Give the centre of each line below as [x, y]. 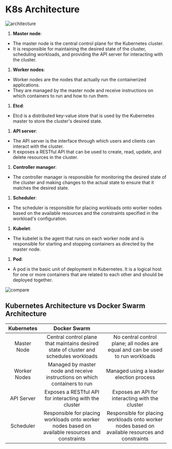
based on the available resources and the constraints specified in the [85, 213]
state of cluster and [72, 350]
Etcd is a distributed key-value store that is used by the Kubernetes [83, 116]
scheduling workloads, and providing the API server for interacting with [88, 54]
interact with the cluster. [38, 146]
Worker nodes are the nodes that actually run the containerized [80, 79]
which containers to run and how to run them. [61, 96]
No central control [135, 337]
